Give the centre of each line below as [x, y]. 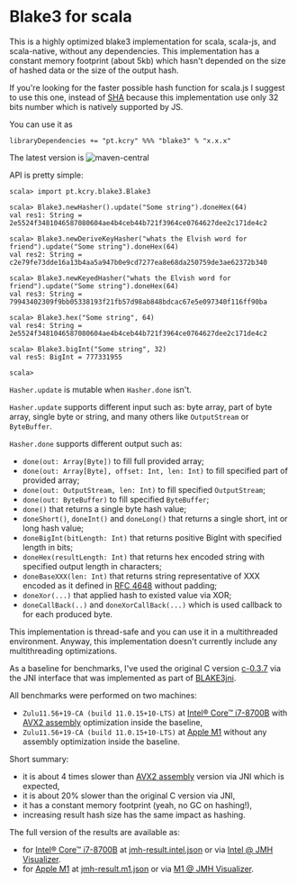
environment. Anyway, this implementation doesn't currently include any [143, 641]
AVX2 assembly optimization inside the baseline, [112, 722]
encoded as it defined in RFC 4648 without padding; [120, 585]
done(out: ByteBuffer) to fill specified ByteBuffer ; [116, 499]
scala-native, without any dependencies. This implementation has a [135, 50]
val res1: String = [46, 215]
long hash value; [53, 528]
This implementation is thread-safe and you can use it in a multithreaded [144, 632]
